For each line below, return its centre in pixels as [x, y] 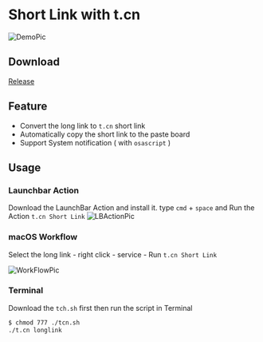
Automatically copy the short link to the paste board [105, 134]
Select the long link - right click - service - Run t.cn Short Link [113, 254]
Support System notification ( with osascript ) [95, 142]
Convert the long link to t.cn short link [82, 125]
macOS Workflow [43, 237]
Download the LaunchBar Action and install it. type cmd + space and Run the [131, 208]
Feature [28, 107]
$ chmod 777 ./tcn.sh [44, 322]
